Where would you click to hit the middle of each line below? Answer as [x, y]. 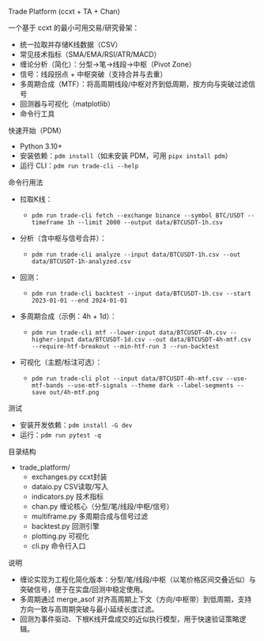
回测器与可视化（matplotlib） [67, 104]
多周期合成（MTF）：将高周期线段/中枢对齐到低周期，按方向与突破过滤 [134, 84]
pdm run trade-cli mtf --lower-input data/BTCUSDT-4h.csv [129, 333]
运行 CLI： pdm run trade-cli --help [79, 166]
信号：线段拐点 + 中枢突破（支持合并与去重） [93, 74]
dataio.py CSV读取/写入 [70, 486]
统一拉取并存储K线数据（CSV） [71, 44]
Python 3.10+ [41, 146]
